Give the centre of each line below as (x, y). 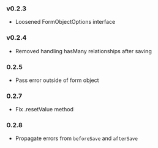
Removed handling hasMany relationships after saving (83, 51)
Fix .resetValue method (44, 109)
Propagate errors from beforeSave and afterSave (76, 138)
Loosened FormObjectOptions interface (65, 22)
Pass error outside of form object (57, 80)
